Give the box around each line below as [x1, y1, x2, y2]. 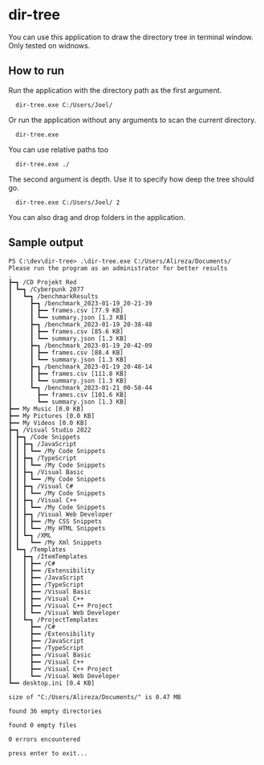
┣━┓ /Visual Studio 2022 [8, 426, 91, 434]
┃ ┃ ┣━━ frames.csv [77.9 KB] [8, 306, 124, 314]
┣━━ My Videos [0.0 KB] [8, 419, 88, 427]
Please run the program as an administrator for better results [8, 264, 228, 272]
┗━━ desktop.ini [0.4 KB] [8, 679, 95, 687]
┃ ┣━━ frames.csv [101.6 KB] [8, 391, 128, 399]
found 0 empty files [8, 721, 78, 729]
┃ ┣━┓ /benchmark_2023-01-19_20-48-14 [8, 362, 152, 370]
